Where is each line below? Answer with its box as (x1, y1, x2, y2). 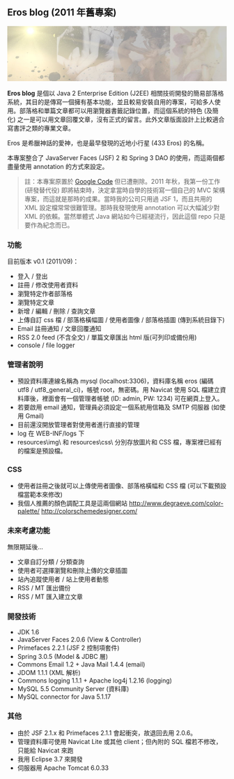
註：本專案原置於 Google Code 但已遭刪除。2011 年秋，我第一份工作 (24, 177, 221, 185)
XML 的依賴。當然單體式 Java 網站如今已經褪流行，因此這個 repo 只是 (24, 212, 226, 220)
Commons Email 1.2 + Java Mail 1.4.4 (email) (17, 660, 146, 669)
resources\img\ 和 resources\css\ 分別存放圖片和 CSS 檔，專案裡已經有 (17, 438, 222, 446)
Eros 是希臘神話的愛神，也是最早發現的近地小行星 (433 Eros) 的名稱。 (7, 138, 208, 147)
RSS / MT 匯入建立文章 (17, 592, 84, 601)
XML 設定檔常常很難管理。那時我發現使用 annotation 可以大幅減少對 (24, 203, 220, 212)
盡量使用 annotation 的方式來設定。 (7, 162, 109, 170)
